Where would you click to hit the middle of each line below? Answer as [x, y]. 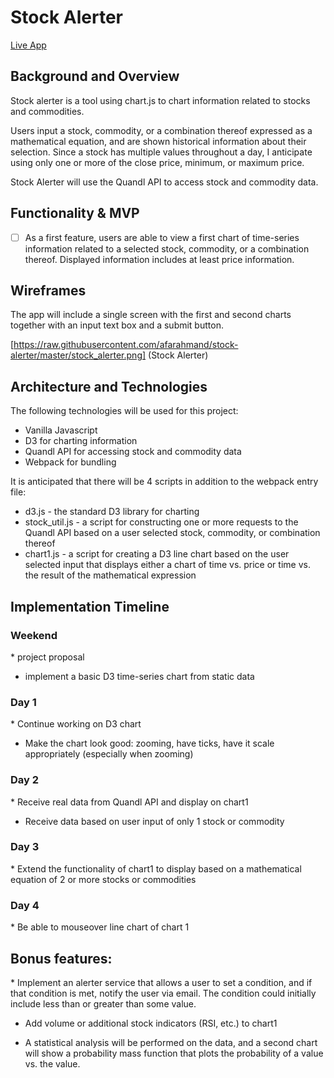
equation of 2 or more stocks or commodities [103, 879]
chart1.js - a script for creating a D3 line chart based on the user [157, 554]
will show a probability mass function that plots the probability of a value [174, 1053]
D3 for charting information [81, 441]
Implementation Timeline [90, 606]
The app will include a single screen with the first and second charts [151, 315]
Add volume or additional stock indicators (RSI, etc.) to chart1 [151, 1023]
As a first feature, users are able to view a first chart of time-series [162, 237]
